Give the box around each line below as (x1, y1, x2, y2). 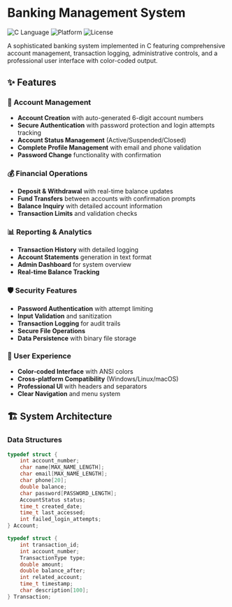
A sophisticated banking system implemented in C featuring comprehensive (7, 41, 226, 50)
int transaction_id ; (20, 541, 80, 548)
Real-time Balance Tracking (17, 268, 100, 277)
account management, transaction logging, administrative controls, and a (7, 49, 218, 57)
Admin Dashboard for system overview (17, 261, 131, 269)
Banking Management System (7, 5, 186, 21)
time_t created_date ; (20, 503, 82, 510)
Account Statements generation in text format (17, 253, 152, 261)
